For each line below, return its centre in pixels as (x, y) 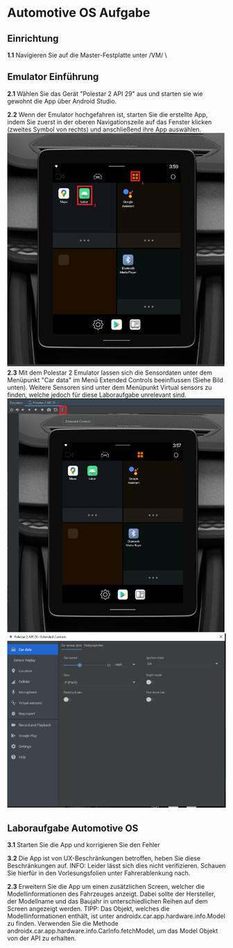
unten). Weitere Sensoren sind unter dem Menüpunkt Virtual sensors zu (110, 388)
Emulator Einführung (53, 77)
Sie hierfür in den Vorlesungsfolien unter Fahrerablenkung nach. (99, 873)
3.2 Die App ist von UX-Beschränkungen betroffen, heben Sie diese (104, 858)
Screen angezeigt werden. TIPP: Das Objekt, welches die (88, 909)
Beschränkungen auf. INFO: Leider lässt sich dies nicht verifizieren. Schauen (116, 866)
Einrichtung (33, 39)
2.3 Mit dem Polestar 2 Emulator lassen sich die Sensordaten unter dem (110, 373)
